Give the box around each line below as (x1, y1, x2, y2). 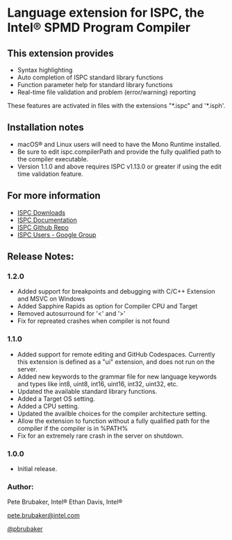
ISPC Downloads (17, 208, 66, 216)
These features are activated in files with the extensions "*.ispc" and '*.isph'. (7, 102, 226, 109)
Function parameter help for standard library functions (17, 81, 174, 88)
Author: (7, 482, 34, 491)
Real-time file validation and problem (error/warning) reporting (17, 88, 197, 96)
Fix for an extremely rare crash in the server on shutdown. (17, 431, 184, 440)
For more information (7, 190, 101, 202)
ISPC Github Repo (17, 223, 69, 231)
